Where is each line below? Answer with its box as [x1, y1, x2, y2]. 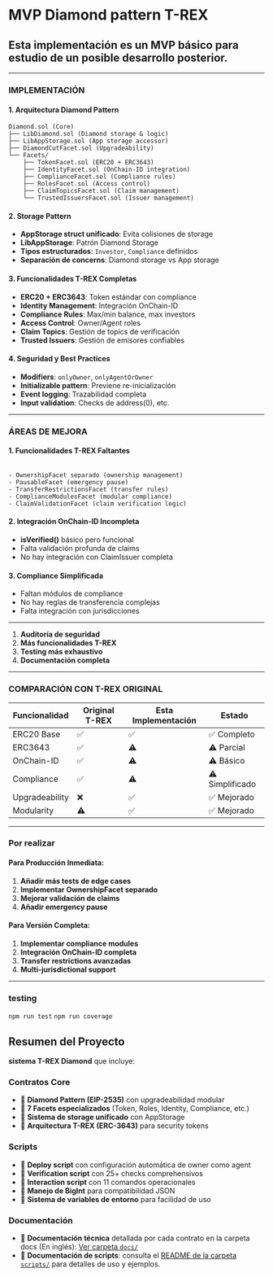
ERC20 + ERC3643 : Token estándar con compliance [19, 291, 197, 302]
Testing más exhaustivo [19, 647, 103, 657]
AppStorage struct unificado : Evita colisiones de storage [19, 230, 214, 239]
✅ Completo [208, 728, 255, 740]
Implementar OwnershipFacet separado [19, 885, 158, 894]
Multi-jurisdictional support [19, 964, 116, 974]
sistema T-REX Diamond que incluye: [8, 1056, 136, 1065]
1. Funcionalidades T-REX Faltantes [8, 446, 130, 456]
